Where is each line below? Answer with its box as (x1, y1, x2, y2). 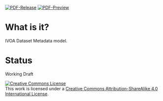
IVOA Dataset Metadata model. (5, 38, 68, 43)
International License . (5, 91, 49, 97)
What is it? (5, 22, 50, 33)
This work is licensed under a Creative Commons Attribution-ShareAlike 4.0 (5, 85, 158, 91)
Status (5, 55, 33, 66)
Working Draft (5, 71, 33, 77)
